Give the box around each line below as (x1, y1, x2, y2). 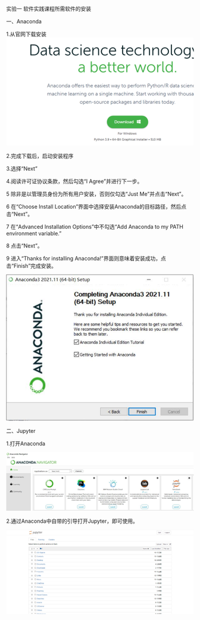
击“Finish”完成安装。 (6, 262, 57, 269)
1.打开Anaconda (6, 440, 46, 447)
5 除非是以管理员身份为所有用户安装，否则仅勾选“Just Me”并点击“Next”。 (6, 190, 187, 198)
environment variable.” (6, 230, 62, 237)
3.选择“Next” (6, 165, 37, 172)
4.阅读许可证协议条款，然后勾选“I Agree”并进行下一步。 (6, 178, 143, 185)
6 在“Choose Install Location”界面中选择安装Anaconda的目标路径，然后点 (6, 203, 186, 210)
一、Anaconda (6, 18, 42, 25)
